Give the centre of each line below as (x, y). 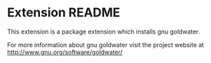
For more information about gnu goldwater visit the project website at (106, 45)
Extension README (64, 13)
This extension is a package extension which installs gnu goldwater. (103, 32)
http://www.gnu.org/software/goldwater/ (65, 52)
